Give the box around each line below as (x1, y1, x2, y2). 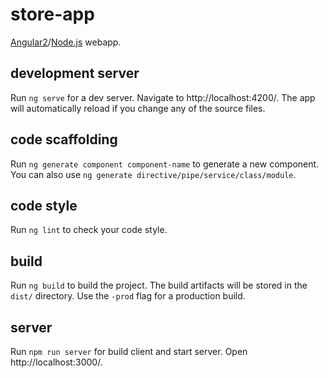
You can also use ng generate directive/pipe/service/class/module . (10, 168, 297, 180)
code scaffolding (10, 131, 118, 148)
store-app (10, 3, 95, 26)
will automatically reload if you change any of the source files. (10, 102, 266, 114)
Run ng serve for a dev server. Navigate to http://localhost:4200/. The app (10, 91, 316, 103)
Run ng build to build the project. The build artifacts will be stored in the (10, 279, 308, 292)
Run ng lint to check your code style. (10, 224, 168, 236)
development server (10, 65, 140, 82)
